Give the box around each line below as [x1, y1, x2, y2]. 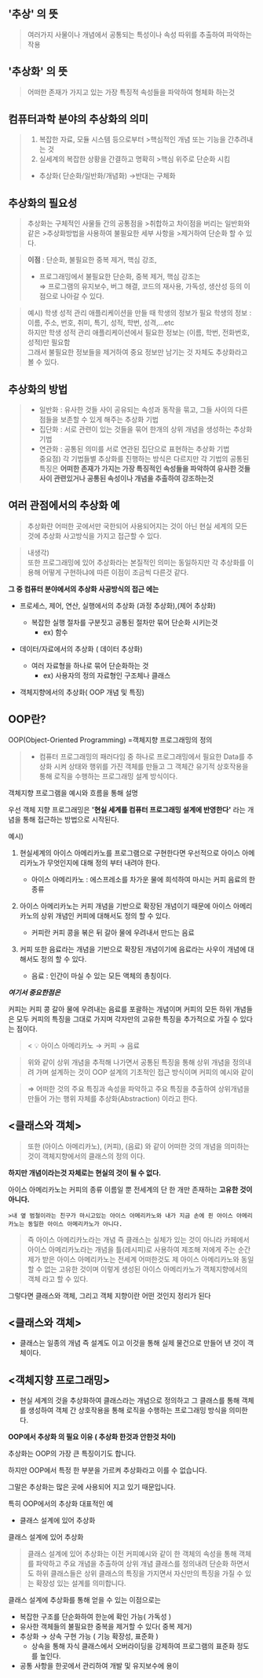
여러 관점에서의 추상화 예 [8, 499, 120, 513]
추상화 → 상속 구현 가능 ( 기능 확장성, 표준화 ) [19, 1632, 159, 1641]
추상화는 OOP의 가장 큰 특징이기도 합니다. [8, 1449, 137, 1459]
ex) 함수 [42, 627, 68, 637]
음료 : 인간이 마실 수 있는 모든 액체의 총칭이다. [31, 970, 171, 981]
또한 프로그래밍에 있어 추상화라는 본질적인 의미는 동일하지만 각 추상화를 [27, 557, 246, 567]
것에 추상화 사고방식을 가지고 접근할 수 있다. [27, 531, 163, 540]
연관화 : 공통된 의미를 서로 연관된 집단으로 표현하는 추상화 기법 [38, 444, 230, 454]
